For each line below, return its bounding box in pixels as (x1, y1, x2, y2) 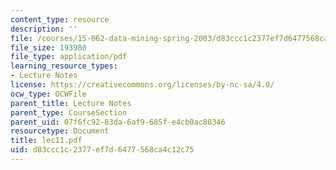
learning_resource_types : (10, 61, 118, 71)
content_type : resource (10, 14, 110, 25)
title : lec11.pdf (10, 136, 83, 146)
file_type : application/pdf (10, 52, 128, 62)
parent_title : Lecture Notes (10, 98, 132, 108)
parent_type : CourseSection (10, 107, 128, 118)
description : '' (10, 24, 78, 34)
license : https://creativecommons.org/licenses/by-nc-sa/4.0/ (10, 80, 275, 90)
